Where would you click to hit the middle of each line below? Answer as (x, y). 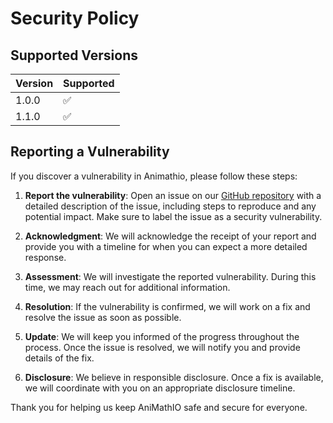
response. (45, 257)
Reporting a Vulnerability (90, 152)
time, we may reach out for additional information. (127, 287)
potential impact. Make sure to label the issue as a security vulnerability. (173, 216)
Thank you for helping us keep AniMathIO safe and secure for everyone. (159, 407)
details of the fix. (59, 358)
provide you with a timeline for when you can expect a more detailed (166, 246)
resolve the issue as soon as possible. (103, 317)
